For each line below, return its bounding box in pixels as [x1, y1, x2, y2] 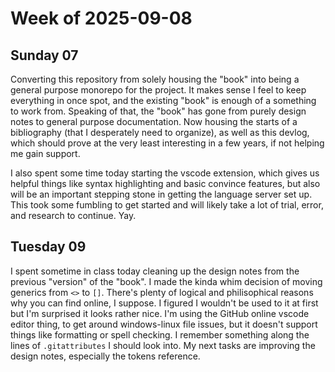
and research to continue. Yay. [10, 210, 137, 221]
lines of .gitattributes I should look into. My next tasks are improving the [10, 339, 316, 351]
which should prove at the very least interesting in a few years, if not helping [10, 137, 325, 149]
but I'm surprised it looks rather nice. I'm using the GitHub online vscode [10, 307, 310, 319]
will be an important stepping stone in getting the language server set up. [10, 188, 313, 200]
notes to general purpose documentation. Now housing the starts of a [10, 116, 298, 127]
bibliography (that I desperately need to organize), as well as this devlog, [10, 127, 310, 138]
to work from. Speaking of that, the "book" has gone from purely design [10, 105, 307, 117]
